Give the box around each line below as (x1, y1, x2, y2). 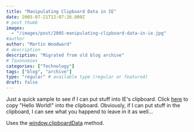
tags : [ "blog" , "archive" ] (6, 69, 72, 75)
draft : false (6, 80, 38, 86)
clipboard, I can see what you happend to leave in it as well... (6, 108, 154, 115)
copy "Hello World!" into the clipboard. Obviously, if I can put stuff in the (6, 102, 181, 109)
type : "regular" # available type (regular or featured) (6, 74, 148, 80)
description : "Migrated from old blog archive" (6, 52, 125, 58)
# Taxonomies (6, 57, 38, 63)
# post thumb (6, 19, 38, 25)
